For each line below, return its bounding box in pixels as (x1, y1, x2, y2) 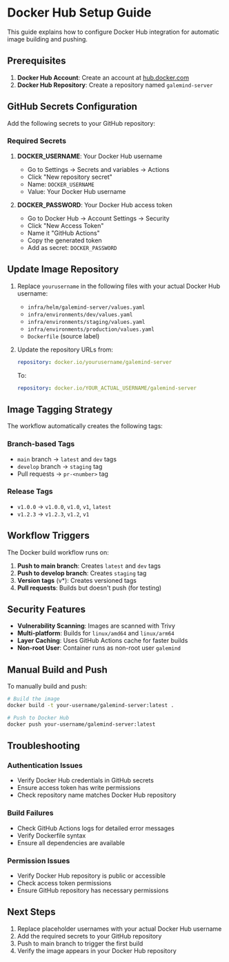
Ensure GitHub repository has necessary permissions (17, 886, 169, 895)
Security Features (7, 604, 86, 615)
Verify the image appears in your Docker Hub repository (17, 946, 177, 954)
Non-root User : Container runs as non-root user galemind (17, 644, 181, 652)
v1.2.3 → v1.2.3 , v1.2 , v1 (17, 510, 90, 518)
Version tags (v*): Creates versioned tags (17, 576, 137, 584)
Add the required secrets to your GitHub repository (17, 932, 162, 940)
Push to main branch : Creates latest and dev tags (17, 561, 161, 570)
